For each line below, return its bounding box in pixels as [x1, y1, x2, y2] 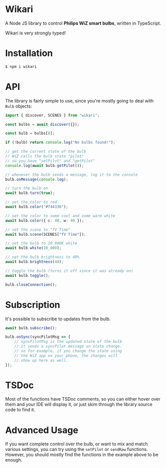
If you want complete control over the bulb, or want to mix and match [5, 441, 148, 447]
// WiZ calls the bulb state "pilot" [5, 154, 84, 159]
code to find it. [5, 407, 36, 413]
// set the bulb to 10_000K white [5, 241, 78, 246]
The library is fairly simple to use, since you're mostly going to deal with [5, 98, 154, 104]
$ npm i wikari [5, 64, 37, 69]
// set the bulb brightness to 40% [5, 255, 80, 260]
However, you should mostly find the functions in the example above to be [5, 451, 159, 458]
